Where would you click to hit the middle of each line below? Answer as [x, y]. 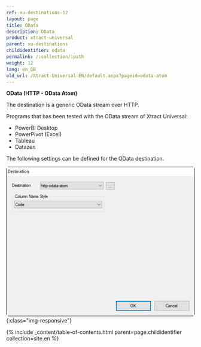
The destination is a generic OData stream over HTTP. [73, 105]
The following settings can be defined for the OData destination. [85, 159]
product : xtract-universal [40, 38]
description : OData [31, 32]
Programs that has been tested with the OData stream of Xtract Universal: [97, 116]
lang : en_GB [21, 69]
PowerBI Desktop [36, 128]
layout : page [22, 19]
